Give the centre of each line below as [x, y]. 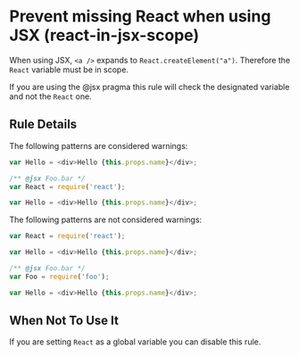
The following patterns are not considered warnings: [106, 219]
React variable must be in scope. [69, 70]
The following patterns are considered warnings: [99, 145]
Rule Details [43, 124]
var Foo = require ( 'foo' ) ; [59, 277]
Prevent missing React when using [140, 17]
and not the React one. [50, 96]
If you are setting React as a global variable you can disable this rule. [135, 342]
